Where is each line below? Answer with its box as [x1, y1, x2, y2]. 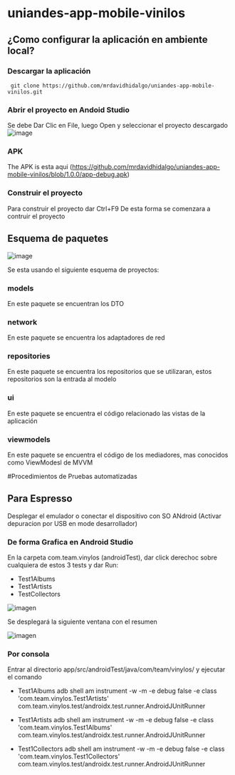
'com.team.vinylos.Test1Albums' [17, 723, 113, 732]
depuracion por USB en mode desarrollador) [7, 519, 137, 527]
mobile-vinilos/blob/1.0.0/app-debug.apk [7, 170, 127, 179]
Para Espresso [7, 492, 73, 505]
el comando [7, 673, 43, 682]
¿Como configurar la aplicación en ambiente [7, 34, 208, 46]
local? [7, 44, 35, 56]
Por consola [7, 649, 50, 659]
